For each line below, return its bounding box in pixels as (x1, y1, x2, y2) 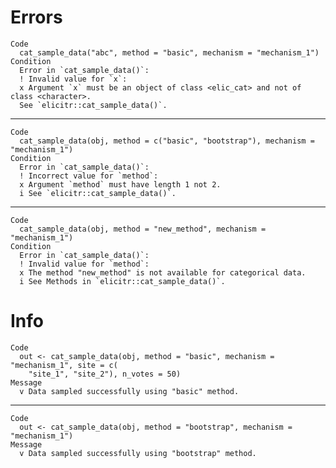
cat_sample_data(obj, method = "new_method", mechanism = (19, 224, 267, 234)
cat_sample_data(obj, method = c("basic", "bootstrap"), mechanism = (19, 136, 315, 146)
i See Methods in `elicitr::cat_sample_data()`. (19, 276, 226, 286)
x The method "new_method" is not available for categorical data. (19, 267, 307, 278)
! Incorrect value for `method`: (19, 171, 159, 181)
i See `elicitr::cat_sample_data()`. (19, 188, 177, 198)
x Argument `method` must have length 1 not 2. (19, 179, 222, 190)
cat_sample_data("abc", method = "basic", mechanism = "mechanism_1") (19, 47, 320, 58)
